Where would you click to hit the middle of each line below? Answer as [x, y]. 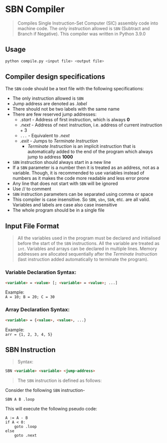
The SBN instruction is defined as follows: [59, 381]
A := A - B [17, 418]
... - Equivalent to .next [45, 136]
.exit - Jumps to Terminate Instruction [59, 141]
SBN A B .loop [20, 399]
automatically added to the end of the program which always [90, 152]
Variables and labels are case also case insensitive [65, 205]
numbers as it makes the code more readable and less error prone [81, 178]
